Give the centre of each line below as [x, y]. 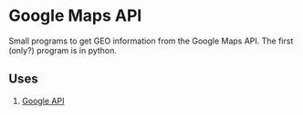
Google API [43, 101]
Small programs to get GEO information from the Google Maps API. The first [151, 41]
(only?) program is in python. [63, 50]
